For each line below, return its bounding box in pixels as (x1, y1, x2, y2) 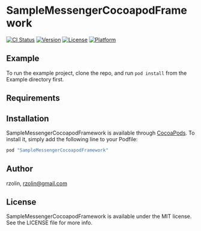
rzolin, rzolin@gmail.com (6, 180, 68, 187)
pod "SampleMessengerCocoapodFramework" (6, 147, 109, 153)
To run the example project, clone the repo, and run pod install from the (6, 69, 187, 77)
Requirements (6, 93, 60, 104)
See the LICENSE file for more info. (6, 219, 93, 226)
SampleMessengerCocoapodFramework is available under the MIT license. (6, 213, 192, 220)
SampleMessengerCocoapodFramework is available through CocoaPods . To (6, 129, 195, 136)
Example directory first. (6, 75, 64, 83)
